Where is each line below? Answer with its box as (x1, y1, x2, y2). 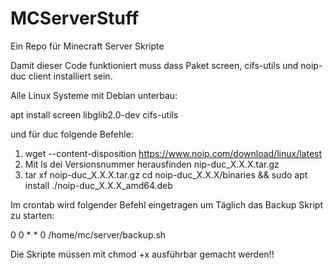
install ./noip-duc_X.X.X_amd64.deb (24, 179, 173, 191)
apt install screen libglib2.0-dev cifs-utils (10, 108, 179, 121)
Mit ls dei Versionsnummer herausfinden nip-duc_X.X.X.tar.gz (24, 158, 280, 170)
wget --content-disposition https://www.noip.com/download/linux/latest (24, 147, 323, 159)
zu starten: (10, 209, 55, 221)
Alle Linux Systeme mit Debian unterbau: (10, 89, 178, 101)
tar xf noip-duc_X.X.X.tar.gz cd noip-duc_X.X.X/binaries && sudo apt (24, 168, 308, 181)
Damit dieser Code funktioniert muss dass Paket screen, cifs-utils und (10, 59, 299, 71)
